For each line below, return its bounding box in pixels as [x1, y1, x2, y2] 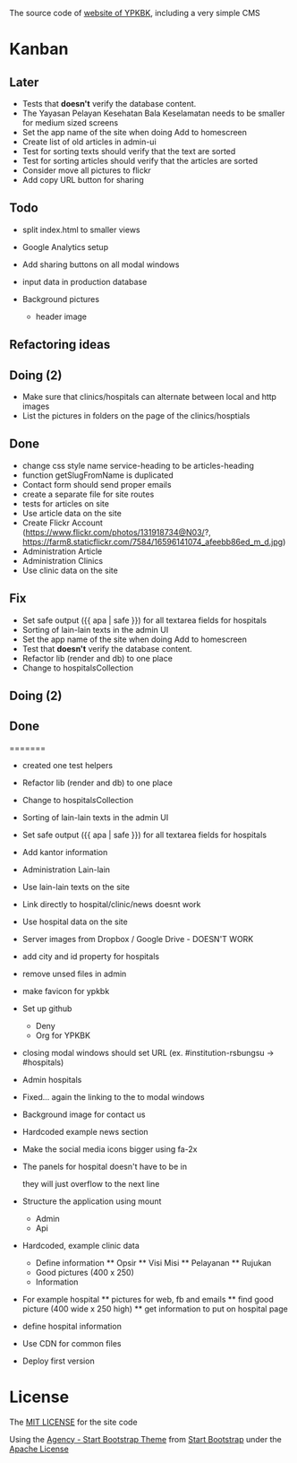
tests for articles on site [21, 498, 110, 509]
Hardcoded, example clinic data [21, 1240, 140, 1251]
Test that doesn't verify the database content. [21, 643, 192, 654]
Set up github [21, 1003, 72, 1014]
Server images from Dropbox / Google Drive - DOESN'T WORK [21, 933, 254, 944]
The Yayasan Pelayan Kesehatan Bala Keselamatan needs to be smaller [21, 108, 285, 118]
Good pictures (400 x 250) [35, 1267, 134, 1277]
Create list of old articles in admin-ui [21, 136, 157, 147]
